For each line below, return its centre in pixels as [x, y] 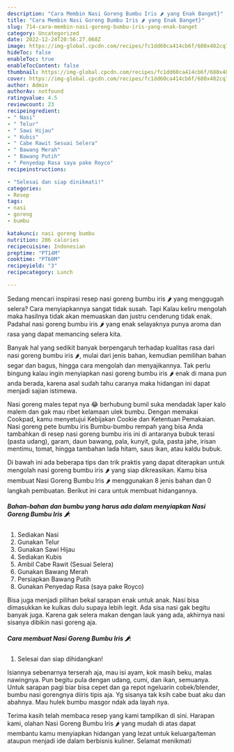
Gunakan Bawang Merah [53, 571]
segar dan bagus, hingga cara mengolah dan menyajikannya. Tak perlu [109, 365]
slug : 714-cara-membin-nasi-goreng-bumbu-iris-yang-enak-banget [102, 27]
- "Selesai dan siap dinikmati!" [56, 182]
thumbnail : [23, 72]
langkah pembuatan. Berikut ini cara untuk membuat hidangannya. [102, 490]
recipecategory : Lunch [40, 273]
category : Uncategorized [43, 33]
